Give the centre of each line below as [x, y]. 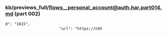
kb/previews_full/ [27, 7]
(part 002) [27, 13]
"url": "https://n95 [80, 29]
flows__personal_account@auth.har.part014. [105, 7]
